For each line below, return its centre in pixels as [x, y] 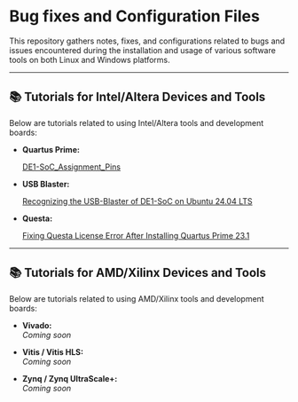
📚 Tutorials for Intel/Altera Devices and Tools [137, 97]
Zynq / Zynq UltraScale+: [70, 378]
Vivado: [37, 325]
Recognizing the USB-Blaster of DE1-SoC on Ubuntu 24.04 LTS [137, 201]
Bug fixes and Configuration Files [134, 16]
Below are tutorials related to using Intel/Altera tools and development [137, 122]
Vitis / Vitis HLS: [53, 351]
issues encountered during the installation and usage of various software [143, 50]
